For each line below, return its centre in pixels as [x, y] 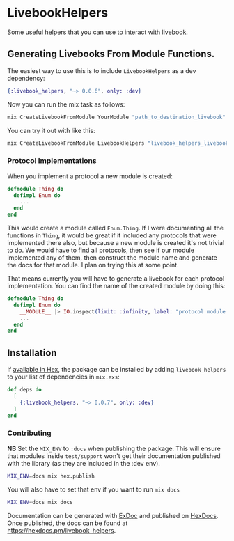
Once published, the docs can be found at [68, 523]
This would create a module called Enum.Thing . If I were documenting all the [116, 228]
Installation [32, 353]
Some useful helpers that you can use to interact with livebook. [97, 32]
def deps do [24, 390]
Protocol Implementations [52, 161]
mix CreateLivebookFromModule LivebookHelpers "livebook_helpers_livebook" [119, 143]
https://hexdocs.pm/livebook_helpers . [62, 530]
